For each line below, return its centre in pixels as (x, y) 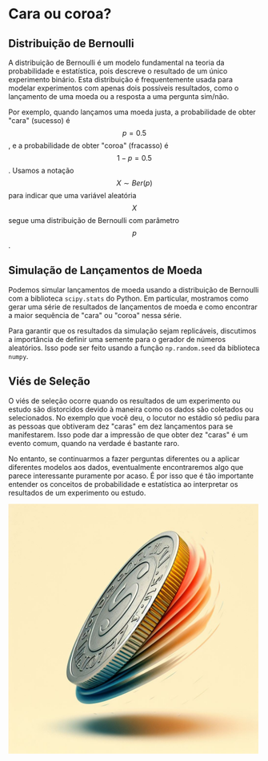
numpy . (18, 356)
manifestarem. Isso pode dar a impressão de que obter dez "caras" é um (128, 434)
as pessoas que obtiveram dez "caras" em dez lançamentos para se (121, 426)
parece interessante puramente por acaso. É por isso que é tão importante (131, 476)
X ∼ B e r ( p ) (134, 183)
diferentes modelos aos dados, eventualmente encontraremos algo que (126, 467)
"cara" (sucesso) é (39, 120)
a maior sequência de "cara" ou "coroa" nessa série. (95, 315)
